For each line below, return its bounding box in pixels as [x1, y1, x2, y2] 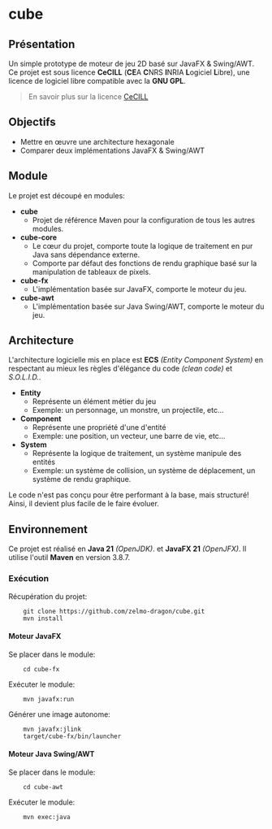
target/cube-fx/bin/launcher [23, 732, 122, 740]
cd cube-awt [23, 783, 63, 791]
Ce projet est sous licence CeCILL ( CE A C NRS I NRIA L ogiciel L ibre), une [8, 67, 250, 77]
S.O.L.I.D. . [8, 372, 41, 382]
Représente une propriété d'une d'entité [32, 423, 166, 432]
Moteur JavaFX [8, 632, 62, 641]
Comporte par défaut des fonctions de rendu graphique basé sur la [32, 258, 257, 268]
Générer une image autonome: [8, 709, 111, 719]
